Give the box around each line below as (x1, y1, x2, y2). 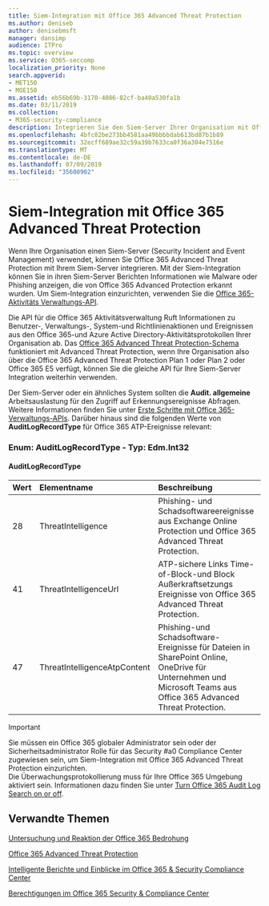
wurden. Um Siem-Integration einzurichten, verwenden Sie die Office (8, 288, 236, 298)
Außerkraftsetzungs (158, 578, 234, 590)
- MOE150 (8, 86, 38, 95)
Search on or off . (8, 789, 64, 799)
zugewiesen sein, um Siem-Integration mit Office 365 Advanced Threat (8, 755, 243, 765)
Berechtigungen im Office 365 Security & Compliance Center (8, 888, 210, 898)
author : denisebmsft (8, 26, 78, 34)
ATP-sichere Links (158, 558, 229, 570)
